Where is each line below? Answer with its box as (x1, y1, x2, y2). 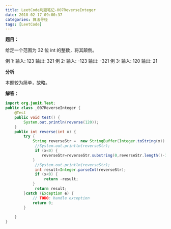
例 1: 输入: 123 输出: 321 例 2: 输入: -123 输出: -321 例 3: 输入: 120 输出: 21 (5, 58, 158, 64)
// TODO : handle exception (32, 195, 90, 200)
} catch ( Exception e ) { (23, 191, 74, 196)
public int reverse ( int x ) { (14, 129, 76, 134)
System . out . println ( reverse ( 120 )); (23, 119, 99, 125)
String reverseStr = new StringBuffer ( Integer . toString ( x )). (32, 139, 167, 144)
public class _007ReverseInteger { (5, 106, 81, 111)
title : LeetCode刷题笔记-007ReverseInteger (5, 7, 96, 13)
